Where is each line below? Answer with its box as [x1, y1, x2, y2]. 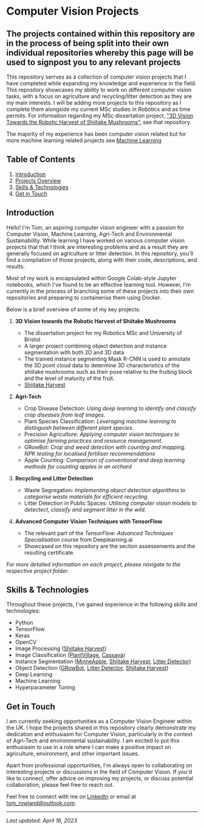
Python [15, 619, 33, 627]
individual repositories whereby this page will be [6, 47, 194, 58]
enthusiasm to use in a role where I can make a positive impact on [6, 744, 171, 751]
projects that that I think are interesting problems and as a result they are [6, 243, 188, 250]
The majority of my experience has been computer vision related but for [6, 130, 186, 138]
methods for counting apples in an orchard [24, 463, 132, 470]
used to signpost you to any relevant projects [6, 57, 181, 68]
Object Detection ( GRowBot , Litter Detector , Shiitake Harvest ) [15, 664, 169, 672]
